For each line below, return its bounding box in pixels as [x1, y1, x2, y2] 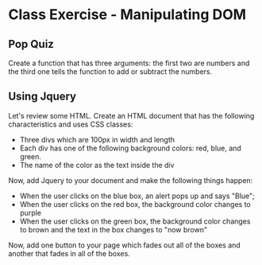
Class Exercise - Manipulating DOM [8, 6, 247, 24]
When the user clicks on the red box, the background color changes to [19, 199, 252, 208]
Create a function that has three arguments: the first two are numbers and [8, 58, 250, 68]
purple [19, 208, 42, 217]
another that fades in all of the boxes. [8, 248, 131, 258]
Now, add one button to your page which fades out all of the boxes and [8, 240, 241, 250]
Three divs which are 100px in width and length [19, 134, 175, 144]
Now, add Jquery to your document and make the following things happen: [8, 175, 253, 185]
